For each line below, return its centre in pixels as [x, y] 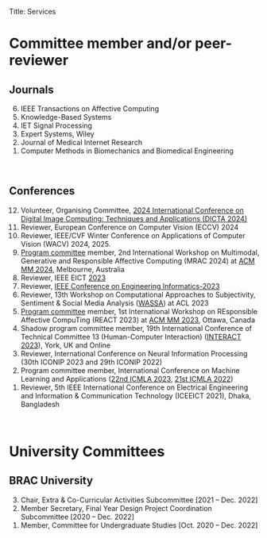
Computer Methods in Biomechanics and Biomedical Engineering [127, 151]
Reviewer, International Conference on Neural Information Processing [134, 353]
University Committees [87, 452]
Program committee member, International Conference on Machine [130, 370]
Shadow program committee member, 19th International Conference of [136, 328]
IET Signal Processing [56, 125]
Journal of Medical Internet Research [81, 142]
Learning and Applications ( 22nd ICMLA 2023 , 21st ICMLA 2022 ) [127, 379]
